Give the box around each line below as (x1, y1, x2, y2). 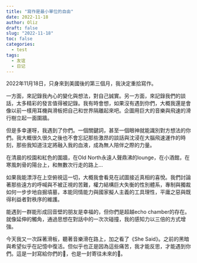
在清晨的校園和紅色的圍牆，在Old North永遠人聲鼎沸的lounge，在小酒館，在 (6, 154, 190, 161)
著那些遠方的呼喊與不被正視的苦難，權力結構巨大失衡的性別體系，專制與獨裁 (6, 181, 191, 188)
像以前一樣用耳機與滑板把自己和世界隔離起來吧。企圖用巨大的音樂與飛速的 (6, 107, 186, 114)
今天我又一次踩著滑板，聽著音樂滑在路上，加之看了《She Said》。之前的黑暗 (6, 235, 189, 242)
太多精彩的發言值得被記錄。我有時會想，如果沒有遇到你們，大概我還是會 (16, 100, 191, 107)
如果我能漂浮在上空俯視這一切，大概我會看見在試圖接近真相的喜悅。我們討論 (6, 174, 191, 181)
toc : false (6, 36, 33, 42)
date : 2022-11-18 (6, 14, 49, 20)
